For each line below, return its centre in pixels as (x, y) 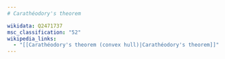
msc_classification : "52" (44, 32)
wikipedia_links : (32, 38)
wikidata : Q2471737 (35, 26)
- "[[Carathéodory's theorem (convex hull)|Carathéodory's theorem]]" (116, 45)
